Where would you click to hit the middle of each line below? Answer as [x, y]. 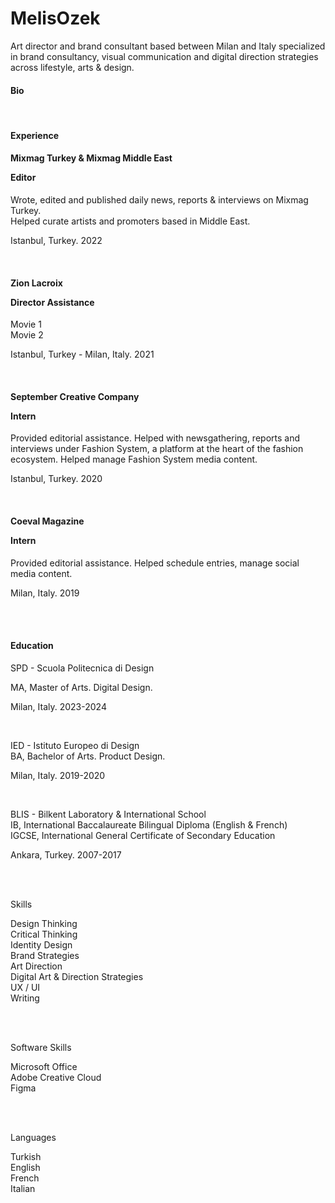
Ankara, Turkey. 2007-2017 [66, 854]
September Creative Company [75, 396]
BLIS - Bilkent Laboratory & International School [108, 814]
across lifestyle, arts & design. [72, 67]
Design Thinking [44, 923]
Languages [33, 1137]
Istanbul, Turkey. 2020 [56, 479]
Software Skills [41, 1047]
